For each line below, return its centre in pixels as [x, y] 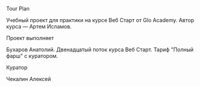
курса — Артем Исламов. [39, 27]
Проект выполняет [30, 38]
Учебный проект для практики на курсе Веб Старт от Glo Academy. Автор [100, 20]
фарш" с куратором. [32, 56]
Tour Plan [18, 9]
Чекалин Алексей [29, 79]
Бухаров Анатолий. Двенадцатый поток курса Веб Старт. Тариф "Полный [100, 49]
